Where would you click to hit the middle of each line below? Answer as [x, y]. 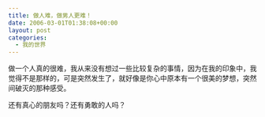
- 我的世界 [31, 45]
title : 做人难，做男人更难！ [50, 15]
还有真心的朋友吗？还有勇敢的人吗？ [67, 105]
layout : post [30, 30]
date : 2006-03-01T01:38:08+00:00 [63, 23]
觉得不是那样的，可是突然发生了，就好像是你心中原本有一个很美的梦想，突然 [132, 78]
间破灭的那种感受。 [39, 89]
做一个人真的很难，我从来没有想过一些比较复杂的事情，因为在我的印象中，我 [132, 69]
